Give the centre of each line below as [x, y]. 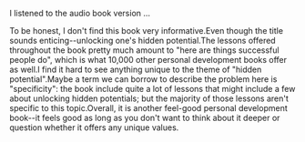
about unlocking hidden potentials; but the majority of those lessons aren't [149, 98]
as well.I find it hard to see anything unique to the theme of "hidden [136, 69]
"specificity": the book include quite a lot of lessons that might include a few [152, 89]
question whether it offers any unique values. [94, 127]
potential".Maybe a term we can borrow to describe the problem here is [143, 79]
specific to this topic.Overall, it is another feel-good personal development [149, 108]
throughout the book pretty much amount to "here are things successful [144, 50]
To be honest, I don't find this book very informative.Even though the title [147, 30]
